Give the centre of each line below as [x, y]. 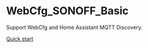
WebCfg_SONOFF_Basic [67, 11]
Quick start [20, 39]
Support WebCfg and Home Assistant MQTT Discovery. [74, 27]
